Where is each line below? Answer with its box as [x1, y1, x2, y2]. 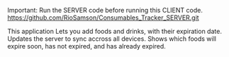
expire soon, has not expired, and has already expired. [7, 42, 167, 50]
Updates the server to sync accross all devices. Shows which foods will [7, 34, 217, 43]
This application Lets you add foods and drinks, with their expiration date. [7, 27, 222, 35]
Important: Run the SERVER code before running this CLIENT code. [7, 6, 203, 14]
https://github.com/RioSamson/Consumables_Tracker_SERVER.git [7, 13, 200, 22]
